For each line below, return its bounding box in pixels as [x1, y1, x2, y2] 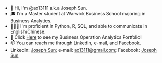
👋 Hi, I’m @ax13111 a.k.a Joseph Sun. [10, 5, 88, 11]
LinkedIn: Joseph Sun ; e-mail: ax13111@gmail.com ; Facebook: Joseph [10, 47, 157, 53]
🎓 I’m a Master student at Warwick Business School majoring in [10, 11, 146, 16]
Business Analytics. [10, 18, 52, 24]
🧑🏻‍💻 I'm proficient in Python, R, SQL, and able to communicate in [10, 23, 147, 29]
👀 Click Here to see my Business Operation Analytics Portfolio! [10, 34, 142, 40]
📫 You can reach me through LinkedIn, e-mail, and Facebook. [10, 40, 142, 46]
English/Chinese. [10, 28, 46, 35]
